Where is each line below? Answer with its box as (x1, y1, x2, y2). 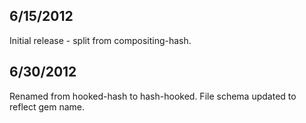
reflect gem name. (9, 100, 85, 113)
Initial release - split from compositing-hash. (9, 34, 192, 46)
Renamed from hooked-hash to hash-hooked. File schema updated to (9, 90, 297, 102)
